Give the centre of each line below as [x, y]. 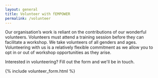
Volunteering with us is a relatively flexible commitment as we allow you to [79, 47]
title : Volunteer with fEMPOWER [38, 14]
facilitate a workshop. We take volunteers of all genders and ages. [71, 42]
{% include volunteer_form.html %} [40, 71]
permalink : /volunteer [28, 18]
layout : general [21, 9]
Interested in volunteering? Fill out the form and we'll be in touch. [70, 62]
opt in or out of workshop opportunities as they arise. [58, 52]
